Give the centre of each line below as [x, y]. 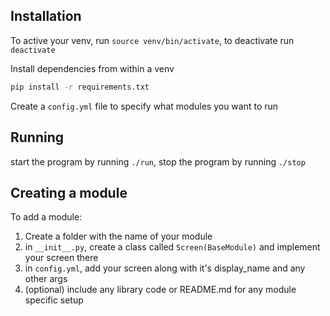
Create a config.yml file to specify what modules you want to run [144, 106]
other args [46, 279]
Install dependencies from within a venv [92, 68]
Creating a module [69, 192]
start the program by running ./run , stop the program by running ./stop [158, 161]
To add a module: [46, 217]
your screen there [61, 258]
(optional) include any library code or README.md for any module [160, 290]
